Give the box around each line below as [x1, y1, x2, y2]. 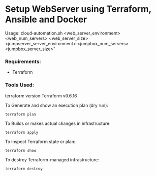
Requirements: [5, 58, 41, 65]
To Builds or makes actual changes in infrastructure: [5, 120, 111, 126]
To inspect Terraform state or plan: [5, 139, 76, 145]
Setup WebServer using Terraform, [5, 3, 152, 15]
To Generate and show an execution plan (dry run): [5, 102, 108, 108]
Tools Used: [5, 82, 34, 88]
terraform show [5, 148, 36, 153]
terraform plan [5, 112, 36, 117]
